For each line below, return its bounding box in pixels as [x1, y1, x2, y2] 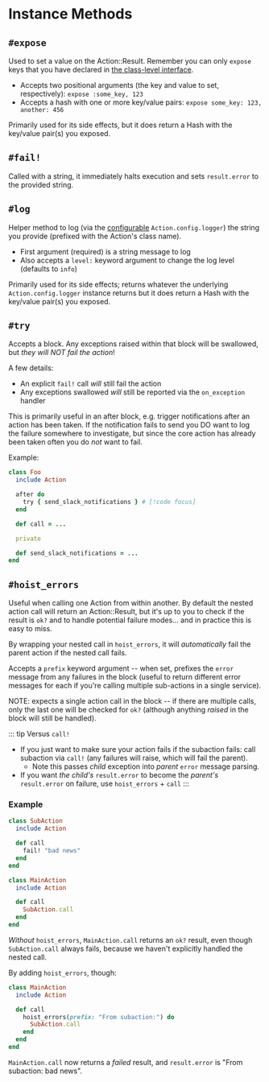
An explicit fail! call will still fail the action [19, 379, 162, 389]
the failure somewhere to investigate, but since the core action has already [8, 428, 256, 439]
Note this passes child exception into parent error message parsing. [31, 762, 260, 771]
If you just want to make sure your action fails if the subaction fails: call [19, 745, 256, 754]
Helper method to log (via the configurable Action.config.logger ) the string [8, 222, 260, 232]
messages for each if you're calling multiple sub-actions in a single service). [8, 681, 262, 691]
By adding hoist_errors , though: [8, 968, 117, 977]
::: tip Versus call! [8, 729, 70, 739]
